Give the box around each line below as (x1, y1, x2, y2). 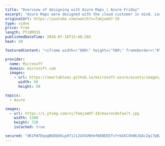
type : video (5, 21, 29, 26)
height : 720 (14, 120, 38, 125)
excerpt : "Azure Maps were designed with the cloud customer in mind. (5, 12, 153, 17)
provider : (5, 57, 26, 62)
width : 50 (18, 79, 38, 85)
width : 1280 (14, 116, 38, 121)
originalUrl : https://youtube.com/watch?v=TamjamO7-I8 (5, 16, 120, 21)
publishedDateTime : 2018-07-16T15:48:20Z (5, 35, 91, 40)
